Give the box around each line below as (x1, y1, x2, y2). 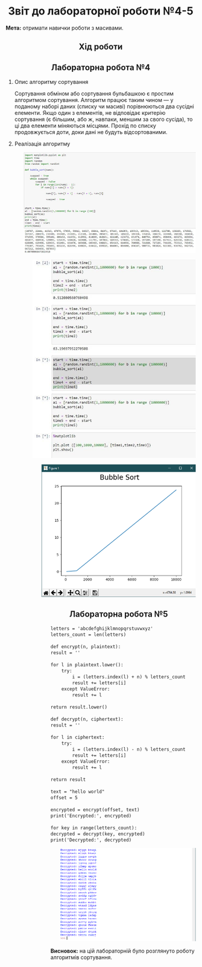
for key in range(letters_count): (50, 824, 137, 831)
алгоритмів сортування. (50, 954, 113, 961)
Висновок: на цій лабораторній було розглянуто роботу (50, 947, 195, 955)
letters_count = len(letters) (50, 631, 127, 638)
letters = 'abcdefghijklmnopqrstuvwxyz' (50, 625, 154, 632)
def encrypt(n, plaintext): (50, 643, 121, 650)
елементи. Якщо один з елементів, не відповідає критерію (14, 109, 166, 117)
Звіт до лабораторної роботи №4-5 (8, 4, 194, 18)
